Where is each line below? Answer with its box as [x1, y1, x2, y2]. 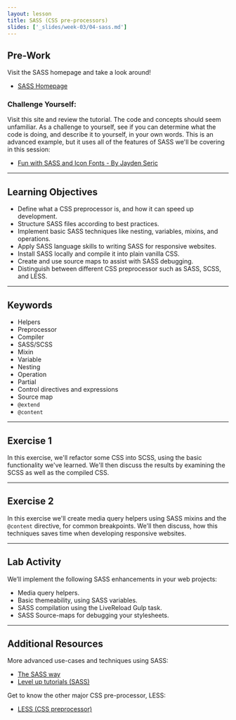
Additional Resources [7, 638, 103, 650]
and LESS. [17, 272, 48, 280]
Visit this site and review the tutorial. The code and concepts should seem [7, 116, 221, 124]
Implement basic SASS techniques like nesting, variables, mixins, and [17, 227, 218, 236]
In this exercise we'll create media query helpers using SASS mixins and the [7, 514, 227, 522]
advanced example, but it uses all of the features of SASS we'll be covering [7, 138, 225, 147]
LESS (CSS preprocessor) [17, 705, 93, 714]
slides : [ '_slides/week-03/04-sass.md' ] [7, 23, 128, 30]
